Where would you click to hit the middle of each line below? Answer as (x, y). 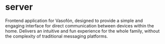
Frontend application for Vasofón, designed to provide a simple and (74, 21)
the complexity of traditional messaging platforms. (57, 36)
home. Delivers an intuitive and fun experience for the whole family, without (82, 31)
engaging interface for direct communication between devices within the (80, 25)
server (19, 7)
